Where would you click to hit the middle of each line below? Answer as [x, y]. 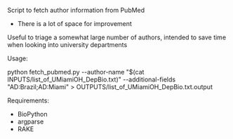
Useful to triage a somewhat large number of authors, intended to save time [117, 37]
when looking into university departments [67, 45]
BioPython [32, 114]
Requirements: [28, 100]
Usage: [18, 58]
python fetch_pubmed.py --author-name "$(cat [76, 72]
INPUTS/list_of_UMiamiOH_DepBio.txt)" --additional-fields [92, 79]
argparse [31, 121]
